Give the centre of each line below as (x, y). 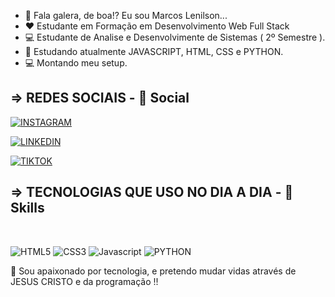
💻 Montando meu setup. (76, 63)
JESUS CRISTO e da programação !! (84, 281)
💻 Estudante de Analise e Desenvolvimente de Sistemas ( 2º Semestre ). (175, 37)
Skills (27, 208)
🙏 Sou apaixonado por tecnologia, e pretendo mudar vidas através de (153, 271)
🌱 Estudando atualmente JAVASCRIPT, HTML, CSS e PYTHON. (154, 51)
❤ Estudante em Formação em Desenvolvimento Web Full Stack (157, 26)
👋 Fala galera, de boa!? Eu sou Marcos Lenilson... (126, 15)
